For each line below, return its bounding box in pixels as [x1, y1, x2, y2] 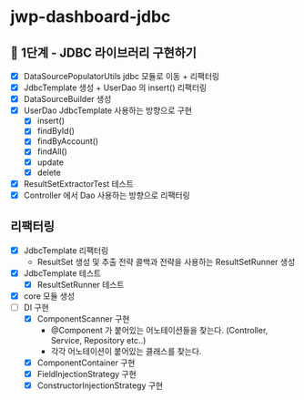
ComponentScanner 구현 [36, 313, 130, 324]
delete [36, 167, 62, 178]
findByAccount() [36, 136, 99, 147]
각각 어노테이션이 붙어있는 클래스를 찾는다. [50, 345, 202, 356]
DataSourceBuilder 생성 [23, 94, 112, 105]
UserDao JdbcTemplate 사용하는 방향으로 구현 [23, 105, 192, 116]
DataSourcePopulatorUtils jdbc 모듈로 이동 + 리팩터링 [23, 71, 220, 81]
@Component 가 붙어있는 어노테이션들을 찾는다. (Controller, [50, 324, 269, 335]
